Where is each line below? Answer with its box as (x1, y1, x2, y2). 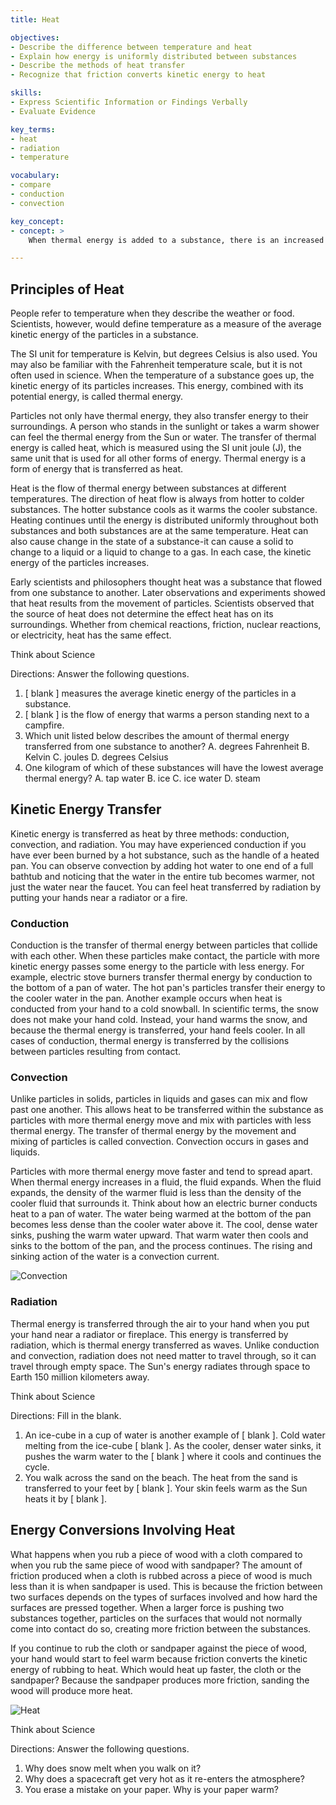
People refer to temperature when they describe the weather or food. (10, 307, 295, 320)
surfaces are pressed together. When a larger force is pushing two (10, 1601, 285, 1613)
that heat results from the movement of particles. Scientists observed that (10, 597, 315, 610)
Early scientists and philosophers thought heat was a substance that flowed (10, 576, 323, 588)
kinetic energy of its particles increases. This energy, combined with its (10, 380, 304, 392)
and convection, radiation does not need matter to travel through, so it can (10, 1349, 317, 1361)
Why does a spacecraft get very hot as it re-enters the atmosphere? (24, 1772, 305, 1785)
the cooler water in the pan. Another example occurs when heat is (10, 992, 283, 1005)
